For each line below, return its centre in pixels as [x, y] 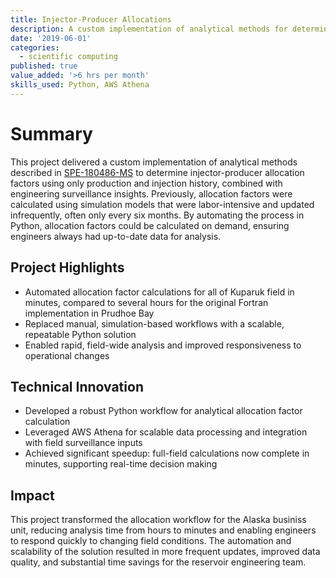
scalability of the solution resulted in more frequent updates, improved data [165, 552]
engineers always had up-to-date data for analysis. [116, 236]
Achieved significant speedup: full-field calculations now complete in [167, 453]
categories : [35, 47]
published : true [44, 66]
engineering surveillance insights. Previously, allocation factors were [151, 193]
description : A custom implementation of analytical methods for [149, 29]
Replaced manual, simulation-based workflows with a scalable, [154, 323]
